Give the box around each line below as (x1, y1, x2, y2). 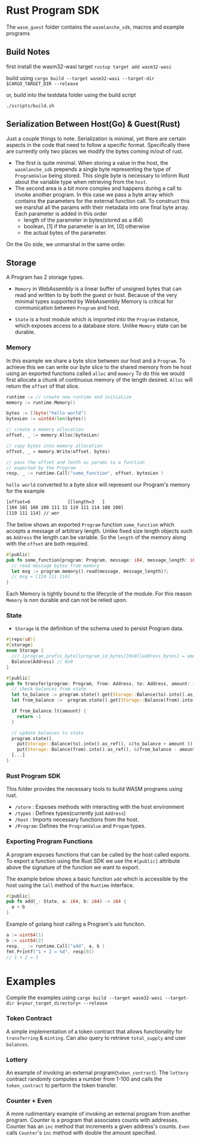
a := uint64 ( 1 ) (6, 932, 44, 938)
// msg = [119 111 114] (11, 574, 70, 580)
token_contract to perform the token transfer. (6, 1082, 118, 1089)
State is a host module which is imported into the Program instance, (14, 316, 180, 323)
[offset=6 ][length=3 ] (6, 499, 105, 505)
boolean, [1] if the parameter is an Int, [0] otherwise (23, 222, 150, 230)
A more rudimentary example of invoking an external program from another (6, 1110, 190, 1118)
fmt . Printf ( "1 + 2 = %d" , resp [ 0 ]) (6, 948, 95, 954)
